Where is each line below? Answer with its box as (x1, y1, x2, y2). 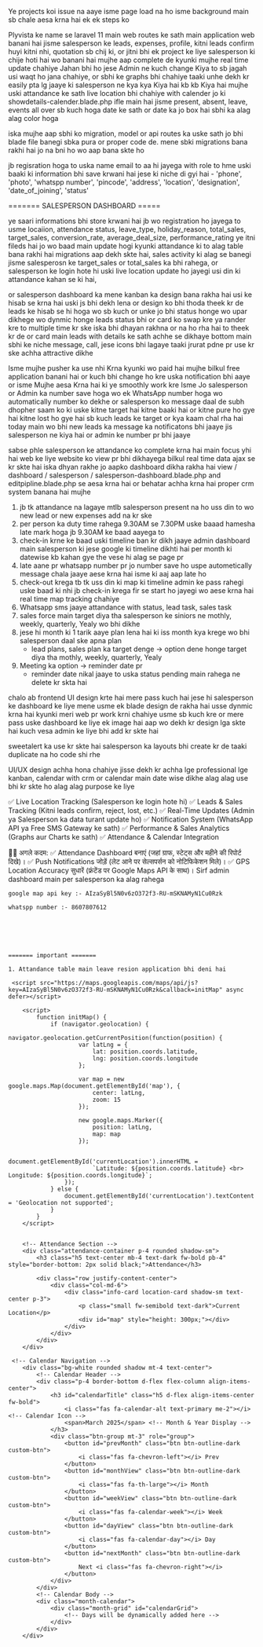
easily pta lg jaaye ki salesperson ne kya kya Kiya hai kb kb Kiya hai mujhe (8, 80, 249, 90)
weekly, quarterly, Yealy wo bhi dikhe (19, 620, 141, 628)
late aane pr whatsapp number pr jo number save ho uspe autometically (19, 561, 253, 570)
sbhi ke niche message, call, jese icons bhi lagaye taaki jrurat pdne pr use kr (8, 340, 255, 349)
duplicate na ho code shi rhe (8, 750, 100, 759)
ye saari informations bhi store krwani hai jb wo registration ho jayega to (8, 216, 241, 225)
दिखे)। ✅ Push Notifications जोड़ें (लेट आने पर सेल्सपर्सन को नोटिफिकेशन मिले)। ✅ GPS (8, 857, 250, 866)
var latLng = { (78, 1041, 128, 1049)
